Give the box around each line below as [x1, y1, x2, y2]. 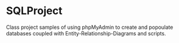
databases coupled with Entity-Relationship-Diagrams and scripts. [6, 29, 166, 37]
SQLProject [6, 4, 63, 18]
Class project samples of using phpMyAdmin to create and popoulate [6, 24, 173, 31]
